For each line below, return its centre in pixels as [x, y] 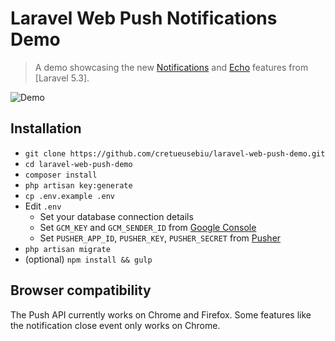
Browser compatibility [81, 290]
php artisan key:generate [78, 185]
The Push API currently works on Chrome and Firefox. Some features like [161, 314]
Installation [46, 128]
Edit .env [43, 206]
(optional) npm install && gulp [88, 259]
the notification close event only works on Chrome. [115, 325]
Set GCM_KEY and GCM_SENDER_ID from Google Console [148, 227]
